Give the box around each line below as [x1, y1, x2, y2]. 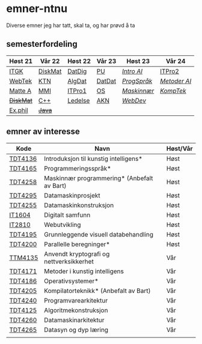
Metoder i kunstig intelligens [44, 267, 124, 275]
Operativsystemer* [44, 277, 99, 285]
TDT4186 [9, 277, 37, 285]
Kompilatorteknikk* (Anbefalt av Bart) [44, 286, 151, 295]
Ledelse [67, 96, 90, 104]
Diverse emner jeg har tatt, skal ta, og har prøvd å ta [6, 22, 135, 29]
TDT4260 [9, 316, 37, 324]
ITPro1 [67, 86, 87, 95]
